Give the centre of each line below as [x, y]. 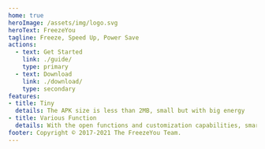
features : [24, 96]
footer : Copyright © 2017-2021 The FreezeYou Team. [95, 132]
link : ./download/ [52, 81]
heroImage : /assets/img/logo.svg [63, 23]
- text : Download [44, 74]
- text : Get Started [49, 52]
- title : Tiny [32, 103]
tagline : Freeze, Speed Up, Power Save [74, 37]
